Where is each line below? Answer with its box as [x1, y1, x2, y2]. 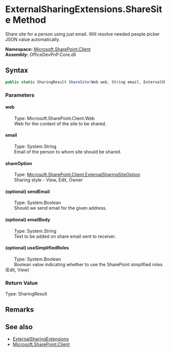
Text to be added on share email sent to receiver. [14, 233, 116, 239]
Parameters [5, 91, 34, 98]
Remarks [5, 306, 34, 314]
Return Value [5, 279, 38, 286]
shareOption [5, 160, 32, 166]
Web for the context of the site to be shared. [14, 120, 107, 127]
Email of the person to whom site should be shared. [14, 148, 121, 155]
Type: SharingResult [5, 291, 48, 297]
